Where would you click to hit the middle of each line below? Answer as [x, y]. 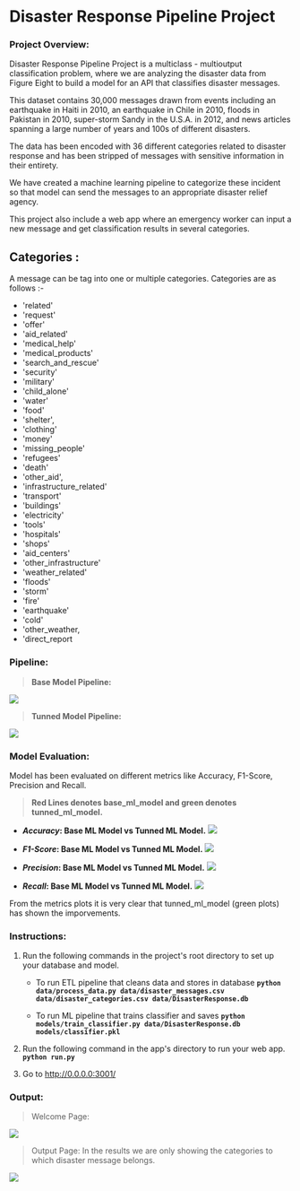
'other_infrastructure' [61, 563]
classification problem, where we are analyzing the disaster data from [138, 74]
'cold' [33, 620]
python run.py [48, 1057]
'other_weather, [51, 630]
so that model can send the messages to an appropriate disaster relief [139, 192]
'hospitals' [41, 535]
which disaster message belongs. [93, 1161]
